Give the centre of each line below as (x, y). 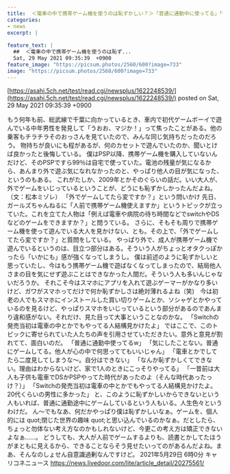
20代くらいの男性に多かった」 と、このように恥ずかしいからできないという (114, 394)
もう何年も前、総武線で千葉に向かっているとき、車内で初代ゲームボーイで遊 (115, 119)
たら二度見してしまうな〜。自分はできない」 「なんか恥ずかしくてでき (107, 360)
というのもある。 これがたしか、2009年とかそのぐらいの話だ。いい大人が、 (114, 179)
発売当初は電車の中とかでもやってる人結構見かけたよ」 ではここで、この (110, 325)
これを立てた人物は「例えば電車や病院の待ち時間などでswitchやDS (125, 214)
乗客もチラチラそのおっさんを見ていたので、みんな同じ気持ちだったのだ (109, 136)
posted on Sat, (198, 98)
